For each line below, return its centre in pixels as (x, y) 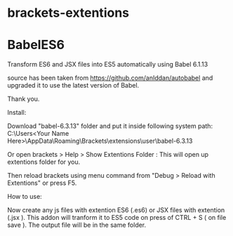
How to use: (25, 197)
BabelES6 (36, 45)
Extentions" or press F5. (42, 183)
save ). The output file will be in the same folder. (77, 225)
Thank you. (24, 99)
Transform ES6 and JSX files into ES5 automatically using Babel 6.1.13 (108, 64)
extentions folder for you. (44, 162)
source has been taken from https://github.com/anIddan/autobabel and (110, 78)
